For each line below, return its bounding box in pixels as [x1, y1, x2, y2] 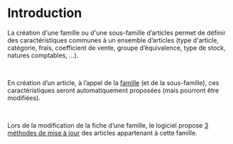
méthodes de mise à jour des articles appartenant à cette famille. [7, 128, 197, 137]
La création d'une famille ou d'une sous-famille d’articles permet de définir [7, 28, 226, 37]
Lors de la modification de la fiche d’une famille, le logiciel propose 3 [7, 121, 209, 129]
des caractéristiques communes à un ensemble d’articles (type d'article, [7, 35, 219, 44]
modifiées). [7, 94, 41, 102]
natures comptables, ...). [7, 51, 79, 60]
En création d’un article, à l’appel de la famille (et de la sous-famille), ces [7, 78, 220, 87]
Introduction [7, 5, 82, 21]
